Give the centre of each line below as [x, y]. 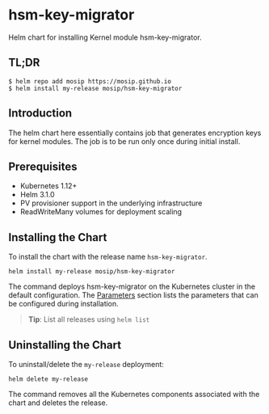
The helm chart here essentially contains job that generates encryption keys [135, 133]
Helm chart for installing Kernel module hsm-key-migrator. [105, 37]
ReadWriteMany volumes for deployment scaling [101, 212]
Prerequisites [43, 166]
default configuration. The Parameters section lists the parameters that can [133, 295]
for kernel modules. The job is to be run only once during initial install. [124, 141]
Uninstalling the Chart [65, 345]
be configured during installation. [63, 304]
